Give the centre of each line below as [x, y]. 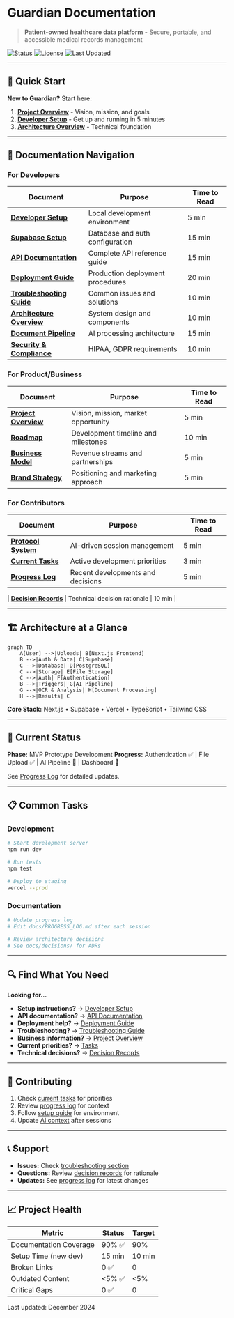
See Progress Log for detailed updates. [63, 776]
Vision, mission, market [109, 413]
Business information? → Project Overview [80, 1038]
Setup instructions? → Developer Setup [75, 1009]
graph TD [20, 647]
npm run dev [24, 850]
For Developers [34, 175]
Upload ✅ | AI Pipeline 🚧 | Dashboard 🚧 [63, 762]
